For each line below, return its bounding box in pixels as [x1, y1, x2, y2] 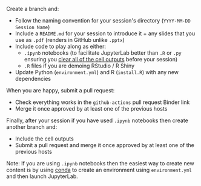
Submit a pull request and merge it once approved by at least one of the [15, 142, 195, 148]
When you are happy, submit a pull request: [6, 87, 115, 94]
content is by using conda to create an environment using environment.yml [6, 167, 193, 173]
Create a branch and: [6, 5, 59, 12]
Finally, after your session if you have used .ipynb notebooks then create [6, 117, 189, 124]
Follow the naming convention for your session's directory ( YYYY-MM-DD [15, 17, 191, 24]
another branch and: [6, 123, 58, 130]
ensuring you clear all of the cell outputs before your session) [24, 56, 178, 63]
